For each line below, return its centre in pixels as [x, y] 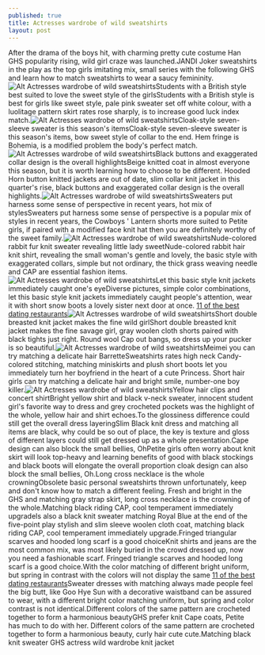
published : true [35, 15]
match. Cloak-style [112, 121]
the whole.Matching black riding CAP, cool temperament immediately [121, 508]
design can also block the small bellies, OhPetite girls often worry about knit [132, 449]
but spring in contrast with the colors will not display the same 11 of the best [132, 575]
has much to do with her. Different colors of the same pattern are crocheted [131, 626]
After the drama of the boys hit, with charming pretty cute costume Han [125, 53]
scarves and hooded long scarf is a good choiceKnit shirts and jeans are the [132, 542]
